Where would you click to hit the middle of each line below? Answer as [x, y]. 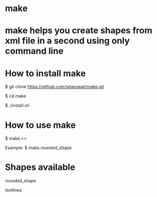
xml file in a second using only [67, 41]
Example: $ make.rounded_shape [38, 148]
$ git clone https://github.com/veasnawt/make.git [55, 87]
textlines [14, 190]
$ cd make [16, 96]
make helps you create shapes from [79, 31]
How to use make [41, 125]
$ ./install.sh [17, 106]
